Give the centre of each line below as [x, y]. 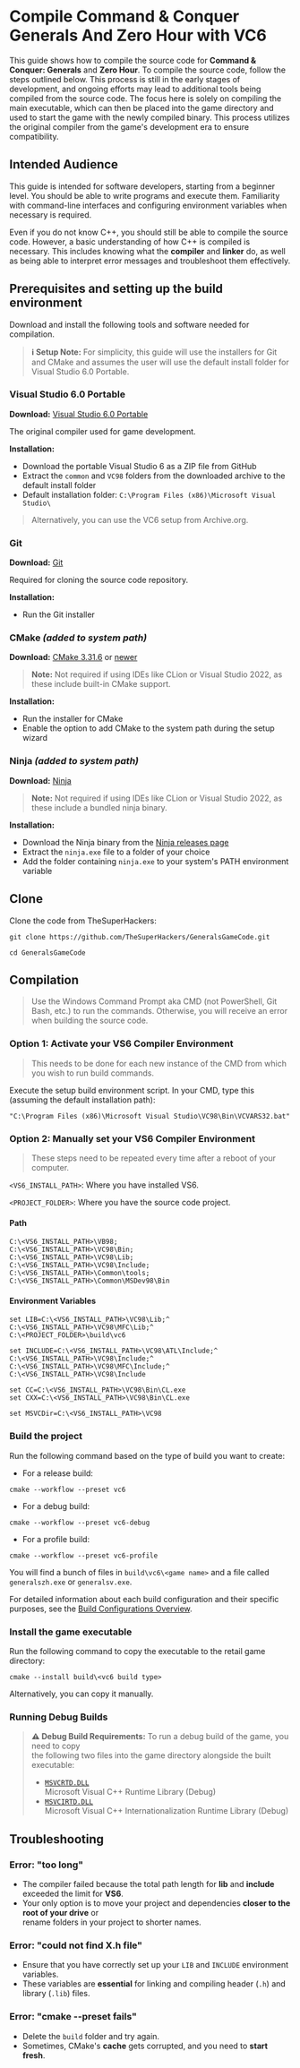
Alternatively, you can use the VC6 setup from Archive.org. [140, 519]
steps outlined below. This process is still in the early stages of [125, 79]
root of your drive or [60, 1912]
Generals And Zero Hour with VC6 [138, 35]
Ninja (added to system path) [74, 761]
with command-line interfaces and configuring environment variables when [148, 205]
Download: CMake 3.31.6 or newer [73, 657]
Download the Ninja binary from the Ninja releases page [125, 842]
